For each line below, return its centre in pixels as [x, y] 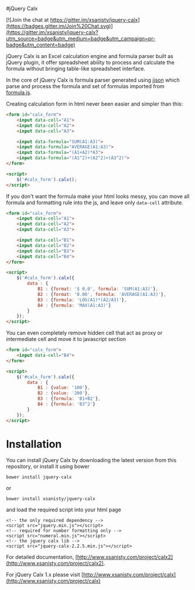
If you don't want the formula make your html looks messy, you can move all [98, 196]
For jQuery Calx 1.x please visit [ [45, 575]
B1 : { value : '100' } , [64, 388]
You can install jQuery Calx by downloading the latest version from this [91, 460]
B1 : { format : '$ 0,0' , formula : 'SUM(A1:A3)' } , [98, 289]
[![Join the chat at [28, 20]
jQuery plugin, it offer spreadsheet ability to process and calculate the [90, 62]
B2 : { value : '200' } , [64, 393]
